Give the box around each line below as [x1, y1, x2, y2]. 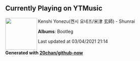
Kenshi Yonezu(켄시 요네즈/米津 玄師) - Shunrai [38, 18, 135, 24]
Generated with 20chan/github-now [5, 50, 84, 56]
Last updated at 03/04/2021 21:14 [38, 38, 108, 44]
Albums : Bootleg [38, 28, 74, 35]
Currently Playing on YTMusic [5, 4, 102, 13]
